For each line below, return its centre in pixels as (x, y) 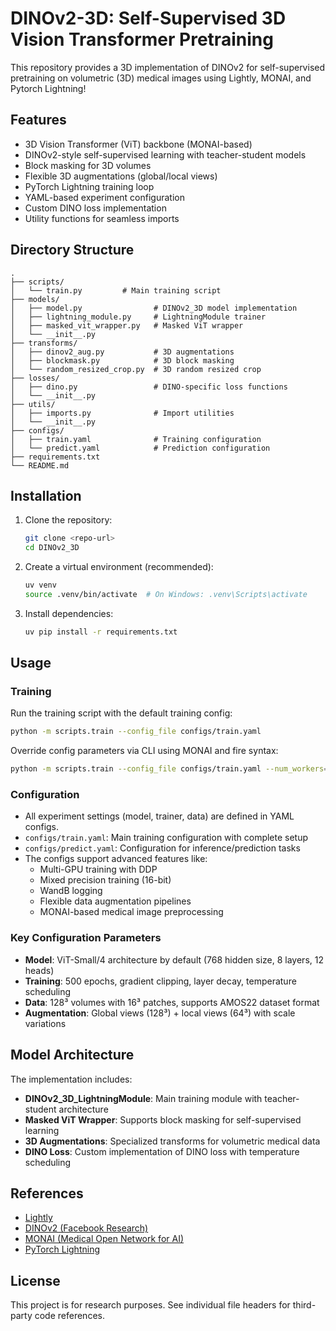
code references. (69, 1316)
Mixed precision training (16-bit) (105, 880)
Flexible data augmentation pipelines (115, 901)
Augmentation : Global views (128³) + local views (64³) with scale (160, 1013)
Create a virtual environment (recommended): (119, 567)
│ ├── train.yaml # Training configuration (136, 439)
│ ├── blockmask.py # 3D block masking (122, 360)
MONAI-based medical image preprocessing (131, 912)
